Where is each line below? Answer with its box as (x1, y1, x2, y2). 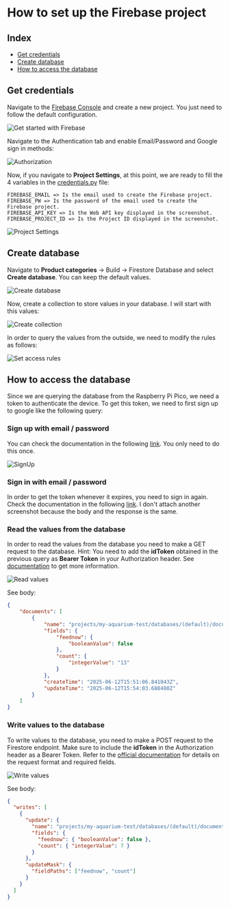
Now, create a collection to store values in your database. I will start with (7, 299, 212, 308)
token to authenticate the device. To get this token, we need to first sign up (7, 400, 219, 408)
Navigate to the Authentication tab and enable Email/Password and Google (7, 137, 218, 145)
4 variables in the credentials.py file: (7, 178, 110, 186)
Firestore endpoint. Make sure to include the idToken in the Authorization (7, 743, 214, 751)
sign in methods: (7, 144, 54, 152)
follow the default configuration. (7, 110, 98, 118)
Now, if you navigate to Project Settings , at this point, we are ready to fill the (7, 170, 223, 179)
